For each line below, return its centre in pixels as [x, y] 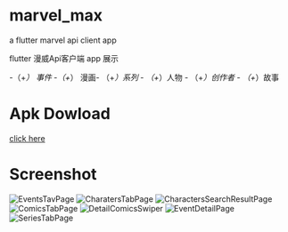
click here [28, 138]
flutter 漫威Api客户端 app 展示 [64, 58]
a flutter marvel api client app [63, 40]
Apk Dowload [60, 114]
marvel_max [56, 16]
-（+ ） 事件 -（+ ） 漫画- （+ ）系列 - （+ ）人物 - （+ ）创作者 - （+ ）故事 [144, 77]
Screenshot [53, 175]
